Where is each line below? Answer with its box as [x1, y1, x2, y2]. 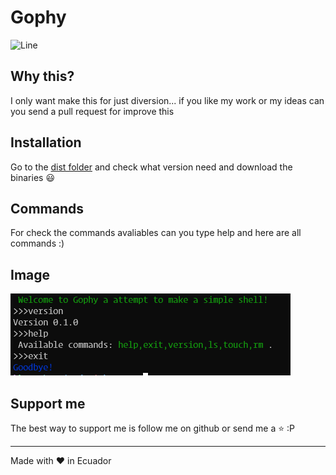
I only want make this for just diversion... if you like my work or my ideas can [10, 94, 325, 106]
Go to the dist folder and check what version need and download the [10, 161, 293, 173]
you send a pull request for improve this [10, 105, 175, 117]
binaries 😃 [10, 171, 55, 183]
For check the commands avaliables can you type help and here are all [10, 227, 302, 239]
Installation [10, 134, 82, 151]
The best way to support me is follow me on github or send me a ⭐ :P [10, 422, 295, 434]
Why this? [10, 68, 75, 85]
